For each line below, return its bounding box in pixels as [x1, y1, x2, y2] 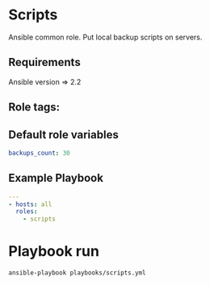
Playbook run [8, 242, 99, 261]
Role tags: [8, 101, 61, 114]
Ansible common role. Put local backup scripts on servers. [8, 32, 203, 42]
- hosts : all [8, 200, 52, 209]
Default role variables [8, 127, 119, 142]
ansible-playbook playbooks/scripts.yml [8, 269, 147, 277]
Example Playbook [8, 171, 103, 185]
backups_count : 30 [8, 149, 70, 157]
